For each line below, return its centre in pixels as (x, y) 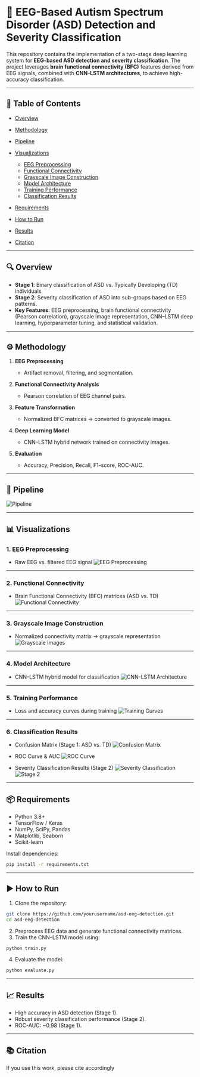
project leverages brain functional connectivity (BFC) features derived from (100, 66)
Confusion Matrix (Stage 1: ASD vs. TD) (63, 745)
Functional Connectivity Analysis (57, 385)
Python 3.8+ (30, 817)
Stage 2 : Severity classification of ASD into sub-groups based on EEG (101, 297)
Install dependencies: (32, 854)
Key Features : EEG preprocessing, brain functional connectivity (93, 310)
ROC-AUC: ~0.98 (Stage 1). (48, 1026)
